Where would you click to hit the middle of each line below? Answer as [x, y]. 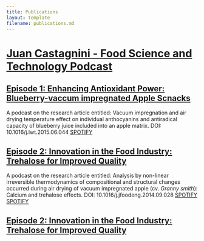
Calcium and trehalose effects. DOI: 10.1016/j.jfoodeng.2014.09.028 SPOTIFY [102, 195]
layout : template [28, 18]
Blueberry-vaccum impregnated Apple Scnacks [99, 98]
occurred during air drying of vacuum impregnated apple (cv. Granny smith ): [102, 189]
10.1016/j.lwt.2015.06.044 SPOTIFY [49, 132]
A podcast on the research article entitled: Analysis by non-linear [87, 176]
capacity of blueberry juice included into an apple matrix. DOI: [84, 126]
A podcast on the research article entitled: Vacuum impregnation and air [96, 113]
